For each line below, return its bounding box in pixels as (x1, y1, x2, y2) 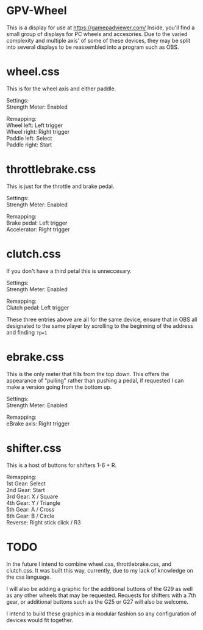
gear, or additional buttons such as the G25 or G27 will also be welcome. (6, 598, 189, 605)
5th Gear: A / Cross (6, 505, 55, 513)
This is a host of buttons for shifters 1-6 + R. (6, 462, 117, 469)
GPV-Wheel (6, 4, 67, 18)
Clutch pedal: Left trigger (6, 303, 69, 311)
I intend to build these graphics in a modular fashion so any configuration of (6, 610, 197, 617)
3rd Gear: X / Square (6, 493, 59, 500)
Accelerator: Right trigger (6, 225, 70, 233)
